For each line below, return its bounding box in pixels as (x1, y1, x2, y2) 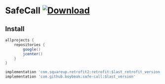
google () (23, 47, 41, 52)
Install (5, 25, 25, 33)
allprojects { (5, 38, 35, 42)
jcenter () (23, 51, 43, 56)
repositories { (14, 42, 45, 47)
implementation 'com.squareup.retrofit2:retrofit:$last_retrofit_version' (5, 70, 163, 75)
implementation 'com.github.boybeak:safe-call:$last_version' (5, 74, 136, 79)
